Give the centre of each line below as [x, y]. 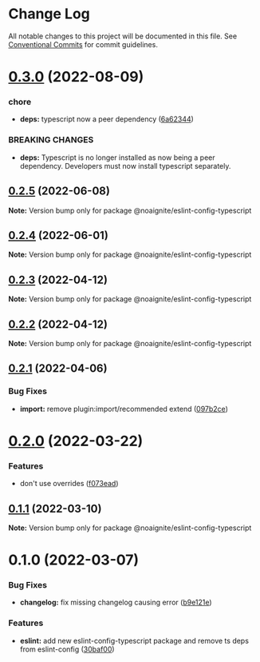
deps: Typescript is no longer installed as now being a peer [117, 158]
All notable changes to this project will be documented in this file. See [123, 36]
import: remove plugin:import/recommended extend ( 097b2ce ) [124, 409]
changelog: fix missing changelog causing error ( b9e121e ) [116, 602]
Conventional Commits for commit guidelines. [83, 44]
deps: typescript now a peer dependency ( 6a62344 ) [106, 119]
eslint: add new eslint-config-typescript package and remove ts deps [134, 640]
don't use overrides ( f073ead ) [69, 484]
